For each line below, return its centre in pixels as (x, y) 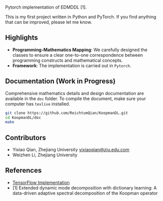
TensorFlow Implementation (41, 182)
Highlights (22, 38)
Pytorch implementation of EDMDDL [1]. (46, 7)
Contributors (26, 138)
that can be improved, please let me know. (49, 22)
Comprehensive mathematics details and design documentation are (75, 93)
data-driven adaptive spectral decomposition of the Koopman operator (85, 193)
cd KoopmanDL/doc (23, 117)
